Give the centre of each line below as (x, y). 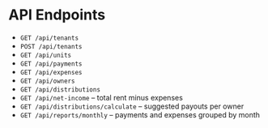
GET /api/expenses (51, 72)
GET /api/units (46, 55)
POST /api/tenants (51, 46)
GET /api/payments (51, 64)
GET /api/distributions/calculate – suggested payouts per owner (132, 106)
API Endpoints (57, 15)
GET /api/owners (47, 81)
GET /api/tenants (49, 38)
